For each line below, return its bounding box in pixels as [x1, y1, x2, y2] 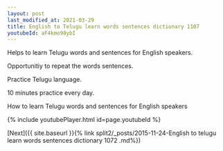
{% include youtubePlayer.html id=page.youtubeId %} [7, 116, 161, 124]
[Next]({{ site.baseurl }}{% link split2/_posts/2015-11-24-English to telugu [7, 129, 217, 137]
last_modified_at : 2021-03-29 [7, 17, 95, 24]
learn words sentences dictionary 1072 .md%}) [7, 136, 141, 145]
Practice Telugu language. [7, 75, 82, 84]
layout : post [7, 10, 45, 17]
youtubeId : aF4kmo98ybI [7, 29, 76, 37]
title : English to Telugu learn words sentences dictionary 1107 [7, 23, 199, 30]
